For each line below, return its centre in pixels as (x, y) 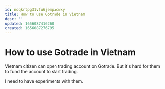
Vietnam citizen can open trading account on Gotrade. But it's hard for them (82, 66)
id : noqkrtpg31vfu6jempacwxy (35, 10)
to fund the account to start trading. (42, 72)
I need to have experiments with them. (44, 81)
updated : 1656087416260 (30, 23)
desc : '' (14, 19)
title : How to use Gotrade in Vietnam (45, 14)
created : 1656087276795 (30, 28)
